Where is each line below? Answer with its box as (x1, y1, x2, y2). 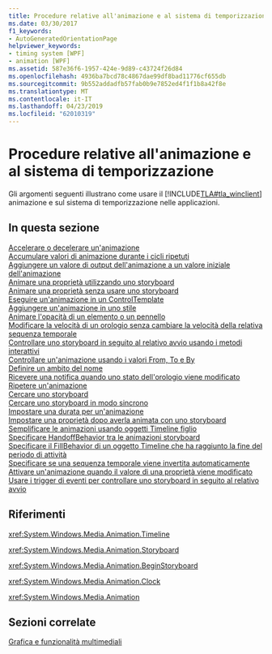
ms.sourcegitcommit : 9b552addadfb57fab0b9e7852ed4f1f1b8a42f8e (8, 80, 227, 88)
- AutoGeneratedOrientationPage (8, 34, 117, 43)
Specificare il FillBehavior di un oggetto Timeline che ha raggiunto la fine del (8, 441, 263, 450)
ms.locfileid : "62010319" (8, 110, 96, 118)
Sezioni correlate (8, 615, 96, 629)
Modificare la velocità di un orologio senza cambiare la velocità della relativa (8, 320, 263, 329)
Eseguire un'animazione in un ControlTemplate (8, 294, 164, 304)
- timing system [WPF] (8, 49, 85, 58)
